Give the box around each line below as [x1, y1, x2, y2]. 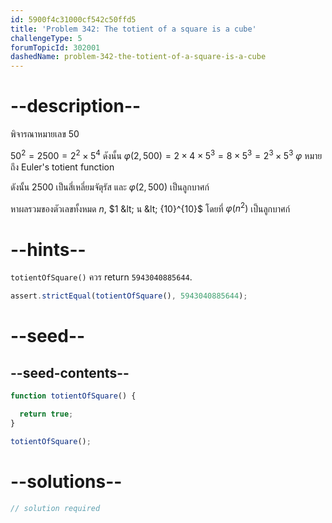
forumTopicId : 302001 [10, 42, 101, 53]
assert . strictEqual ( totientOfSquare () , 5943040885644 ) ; [10, 291, 248, 301]
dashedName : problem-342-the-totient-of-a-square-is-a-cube [10, 52, 267, 62]
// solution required [10, 503, 101, 513]
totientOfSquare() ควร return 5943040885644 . [10, 271, 193, 283]
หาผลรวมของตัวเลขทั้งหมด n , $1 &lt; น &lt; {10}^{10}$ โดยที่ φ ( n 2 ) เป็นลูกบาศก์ [10, 201, 291, 215]
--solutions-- [10, 470, 123, 493]
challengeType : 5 [10, 33, 83, 43]
